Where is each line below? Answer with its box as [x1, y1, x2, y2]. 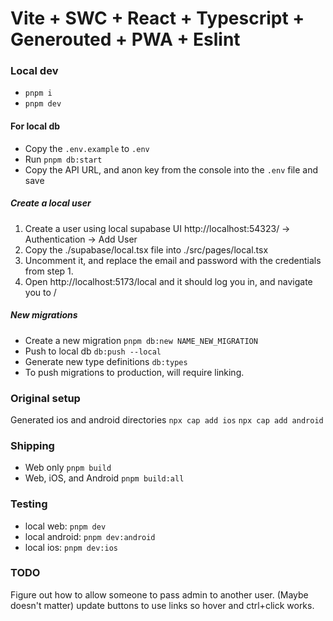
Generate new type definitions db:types [24, 355, 188, 367]
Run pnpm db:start [24, 153, 103, 165]
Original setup [10, 391, 81, 405]
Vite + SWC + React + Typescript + [10, 7, 305, 30]
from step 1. [24, 265, 74, 277]
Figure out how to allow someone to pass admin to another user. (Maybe [10, 588, 309, 601]
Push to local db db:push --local [24, 345, 162, 357]
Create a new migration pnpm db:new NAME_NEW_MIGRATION [24, 334, 258, 346]
